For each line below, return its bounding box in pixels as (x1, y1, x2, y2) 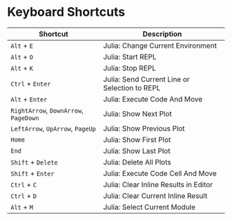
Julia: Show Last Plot (103, 146, 171, 155)
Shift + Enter (10, 169, 55, 178)
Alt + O (10, 52, 33, 61)
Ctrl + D (10, 191, 37, 200)
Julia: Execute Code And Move (103, 94, 202, 104)
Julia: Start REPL (103, 52, 157, 61)
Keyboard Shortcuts (7, 4, 126, 20)
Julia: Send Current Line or (103, 74, 190, 84)
